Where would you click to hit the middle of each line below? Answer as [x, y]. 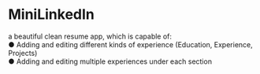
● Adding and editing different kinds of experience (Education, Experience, [131, 44]
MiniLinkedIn [51, 15]
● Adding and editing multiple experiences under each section [110, 61]
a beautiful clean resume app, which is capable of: [90, 36]
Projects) [23, 53]
